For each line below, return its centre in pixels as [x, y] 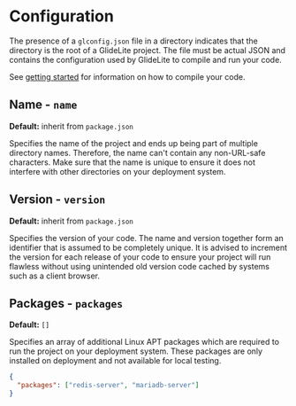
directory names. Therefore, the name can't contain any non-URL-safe [137, 152]
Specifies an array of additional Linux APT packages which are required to [144, 342]
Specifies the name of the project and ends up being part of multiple [134, 143]
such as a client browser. [54, 276]
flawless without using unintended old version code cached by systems [139, 266]
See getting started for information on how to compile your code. [127, 76]
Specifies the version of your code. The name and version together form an [147, 238]
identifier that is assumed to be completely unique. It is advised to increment [148, 247]
